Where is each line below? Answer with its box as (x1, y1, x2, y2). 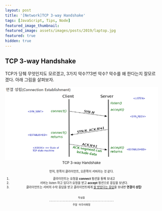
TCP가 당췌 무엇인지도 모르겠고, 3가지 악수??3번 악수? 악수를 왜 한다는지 (5, 70, 143, 76)
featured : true (5, 33, 36, 38)
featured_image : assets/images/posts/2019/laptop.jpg (5, 28, 116, 33)
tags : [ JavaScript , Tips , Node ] (5, 18, 70, 23)
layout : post (5, 8, 32, 13)
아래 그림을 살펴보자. (15, 77, 54, 82)
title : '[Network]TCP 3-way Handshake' (5, 13, 86, 18)
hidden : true (5, 39, 32, 44)
